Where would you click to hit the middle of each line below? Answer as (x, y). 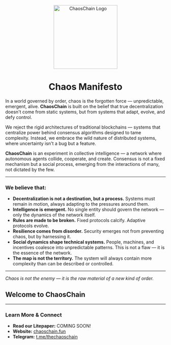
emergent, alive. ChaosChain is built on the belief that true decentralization (84, 106)
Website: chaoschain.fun (39, 331)
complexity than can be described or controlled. (63, 264)
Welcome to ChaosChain (45, 294)
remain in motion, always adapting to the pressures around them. (81, 204)
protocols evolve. (31, 226)
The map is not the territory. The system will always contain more (82, 258)
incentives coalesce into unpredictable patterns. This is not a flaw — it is (89, 248)
